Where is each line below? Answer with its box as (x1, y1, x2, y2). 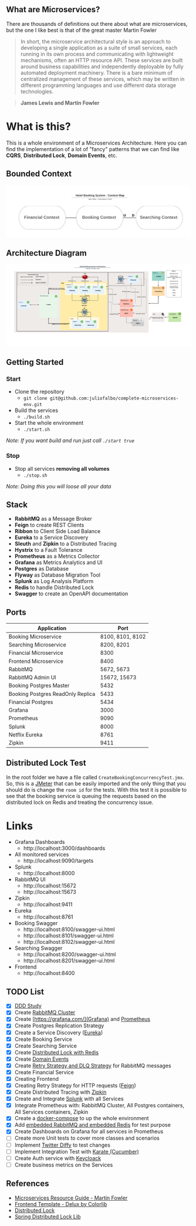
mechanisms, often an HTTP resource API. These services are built (20, 56, 183, 63)
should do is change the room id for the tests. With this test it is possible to (6, 786, 187, 793)
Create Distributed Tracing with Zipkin (14, 1088, 107, 1096)
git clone (23, 396, 48, 401)
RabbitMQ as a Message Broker (14, 515, 93, 522)
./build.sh (23, 414, 50, 420)
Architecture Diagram (6, 248, 87, 258)
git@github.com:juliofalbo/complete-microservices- (49, 396, 179, 401)
